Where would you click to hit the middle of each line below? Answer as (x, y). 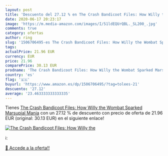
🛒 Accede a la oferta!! (27, 148)
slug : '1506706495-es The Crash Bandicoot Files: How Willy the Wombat (81, 42)
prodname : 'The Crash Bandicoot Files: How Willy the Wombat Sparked (79, 70)
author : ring (19, 38)
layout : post (19, 10)
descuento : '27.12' (25, 89)
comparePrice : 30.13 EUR (31, 65)
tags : (11, 47)
